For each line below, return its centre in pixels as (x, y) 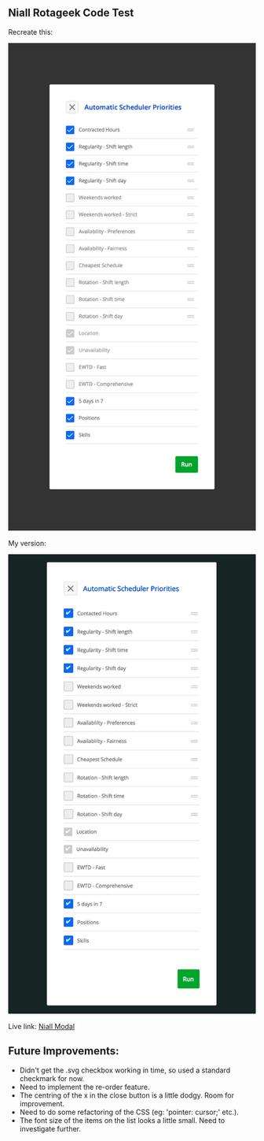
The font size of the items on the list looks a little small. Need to (122, 1120)
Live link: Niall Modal (42, 1026)
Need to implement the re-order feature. (84, 1087)
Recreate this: (31, 32)
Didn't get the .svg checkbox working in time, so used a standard (125, 1070)
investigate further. (50, 1128)
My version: (27, 544)
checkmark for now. (52, 1078)
